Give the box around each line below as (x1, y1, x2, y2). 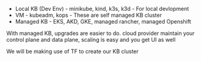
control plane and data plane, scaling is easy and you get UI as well (6, 36, 176, 43)
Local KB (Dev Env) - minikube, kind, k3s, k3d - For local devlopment (15, 5, 189, 12)
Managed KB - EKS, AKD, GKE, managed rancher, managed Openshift (15, 18, 191, 25)
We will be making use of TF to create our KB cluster (6, 48, 139, 55)
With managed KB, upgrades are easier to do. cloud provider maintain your (6, 30, 195, 37)
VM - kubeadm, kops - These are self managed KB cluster (15, 11, 162, 19)
